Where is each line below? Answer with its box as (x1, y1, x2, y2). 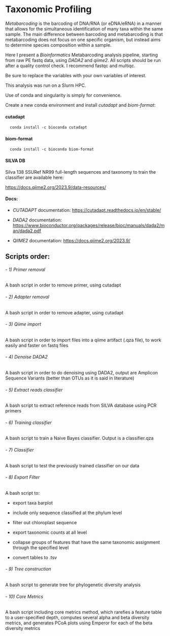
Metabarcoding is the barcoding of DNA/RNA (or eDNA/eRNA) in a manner (5, 20, 162, 26)
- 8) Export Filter (5, 474, 40, 481)
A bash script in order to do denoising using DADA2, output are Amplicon (5, 369, 158, 375)
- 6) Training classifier (5, 419, 52, 425)
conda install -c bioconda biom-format (10, 147, 94, 152)
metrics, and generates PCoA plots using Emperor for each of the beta (5, 620, 153, 626)
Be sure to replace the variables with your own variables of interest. (5, 72, 147, 78)
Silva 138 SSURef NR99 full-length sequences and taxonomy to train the (5, 169, 156, 175)
